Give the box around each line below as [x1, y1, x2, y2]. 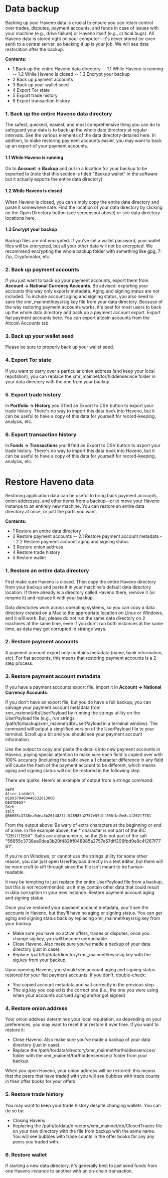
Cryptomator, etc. [14, 253, 51, 259]
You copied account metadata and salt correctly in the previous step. [12, 982, 155, 988]
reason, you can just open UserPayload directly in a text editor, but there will [5, 858, 163, 864]
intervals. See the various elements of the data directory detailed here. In [5, 132, 156, 138]
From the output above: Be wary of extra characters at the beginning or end [5, 822, 162, 828]
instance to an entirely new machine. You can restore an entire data [5, 503, 144, 509]
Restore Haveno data [5, 476, 94, 487]
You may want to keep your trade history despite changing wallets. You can [5, 1102, 161, 1108]
